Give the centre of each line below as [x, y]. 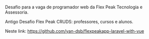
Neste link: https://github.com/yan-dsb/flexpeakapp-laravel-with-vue [75, 31]
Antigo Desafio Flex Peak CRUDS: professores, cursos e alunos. [69, 22]
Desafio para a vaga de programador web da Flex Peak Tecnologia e [74, 7]
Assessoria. [17, 12]
